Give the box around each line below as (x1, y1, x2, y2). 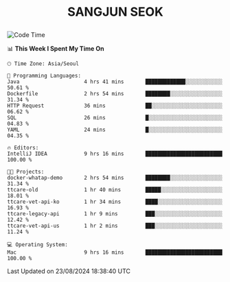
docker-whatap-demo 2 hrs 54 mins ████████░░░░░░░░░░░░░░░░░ (7, 174, 223, 182)
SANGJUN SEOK (67, 4, 163, 20)
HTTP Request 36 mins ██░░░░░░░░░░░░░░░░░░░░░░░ (7, 102, 223, 110)
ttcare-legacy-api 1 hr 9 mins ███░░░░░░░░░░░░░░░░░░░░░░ (7, 211, 223, 218)
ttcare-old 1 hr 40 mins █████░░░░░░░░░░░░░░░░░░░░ (7, 187, 223, 193)
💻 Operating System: (7, 242, 69, 248)
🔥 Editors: (7, 145, 39, 152)
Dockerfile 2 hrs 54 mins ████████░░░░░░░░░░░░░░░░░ (7, 91, 223, 97)
